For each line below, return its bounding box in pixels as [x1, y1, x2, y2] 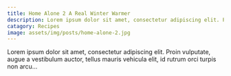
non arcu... [7, 62, 38, 71]
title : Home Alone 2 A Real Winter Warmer [7, 10, 131, 17]
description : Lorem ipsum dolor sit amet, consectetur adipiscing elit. [7, 16, 220, 23]
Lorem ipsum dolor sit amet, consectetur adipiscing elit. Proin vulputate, [7, 48, 211, 56]
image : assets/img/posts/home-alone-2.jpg [7, 29, 131, 36]
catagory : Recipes [7, 23, 60, 29]
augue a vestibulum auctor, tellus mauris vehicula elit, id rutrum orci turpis [7, 55, 217, 64]
